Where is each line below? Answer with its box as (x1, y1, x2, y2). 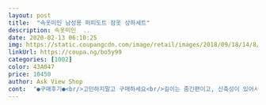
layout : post (8, 11, 51, 20)
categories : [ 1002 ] (8, 56, 73, 64)
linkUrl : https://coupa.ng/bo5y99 (8, 48, 123, 56)
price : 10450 (8, 70, 51, 78)
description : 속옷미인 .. (8, 26, 91, 34)
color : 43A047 (8, 63, 55, 71)
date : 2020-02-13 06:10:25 (8, 33, 97, 42)
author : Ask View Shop (8, 77, 83, 85)
